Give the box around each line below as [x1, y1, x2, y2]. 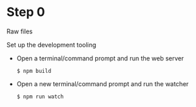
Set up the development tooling [6, 40, 97, 49]
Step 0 [6, 4, 46, 20]
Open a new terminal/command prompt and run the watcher [16, 79, 189, 88]
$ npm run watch [16, 93, 64, 100]
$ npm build [16, 67, 51, 74]
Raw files [6, 27, 33, 35]
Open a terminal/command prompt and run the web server [16, 53, 184, 63]
